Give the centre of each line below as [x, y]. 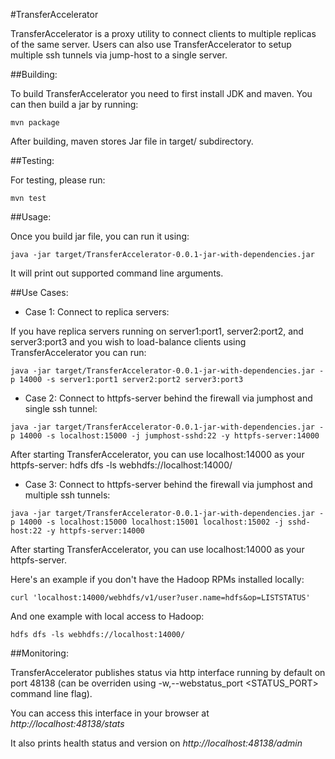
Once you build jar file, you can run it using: [100, 236]
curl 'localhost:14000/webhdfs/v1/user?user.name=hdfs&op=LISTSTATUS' [160, 598]
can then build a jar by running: [74, 104]
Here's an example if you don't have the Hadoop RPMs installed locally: [157, 579]
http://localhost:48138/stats [67, 723]
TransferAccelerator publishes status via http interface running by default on [168, 672]
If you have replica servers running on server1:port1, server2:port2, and [157, 331]
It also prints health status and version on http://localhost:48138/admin [156, 743]
